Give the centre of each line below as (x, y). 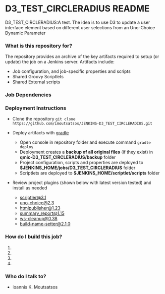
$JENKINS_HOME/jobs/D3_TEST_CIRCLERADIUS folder (78, 168)
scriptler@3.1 (33, 198)
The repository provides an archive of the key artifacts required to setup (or (82, 57)
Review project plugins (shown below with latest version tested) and (82, 183)
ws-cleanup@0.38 (39, 219)
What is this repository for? (39, 46)
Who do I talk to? (26, 276)
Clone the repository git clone (44, 119)
